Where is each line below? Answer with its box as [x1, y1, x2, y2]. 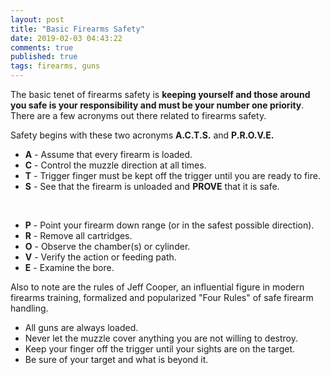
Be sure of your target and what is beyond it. [24, 354, 209, 365]
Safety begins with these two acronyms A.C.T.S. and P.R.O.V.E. [10, 129, 275, 141]
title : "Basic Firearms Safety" [10, 24, 145, 34]
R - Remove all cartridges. [24, 230, 133, 241]
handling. [10, 302, 49, 314]
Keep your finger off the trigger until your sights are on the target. [24, 343, 295, 355]
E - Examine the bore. [24, 262, 115, 273]
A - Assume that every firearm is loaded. [24, 149, 193, 160]
